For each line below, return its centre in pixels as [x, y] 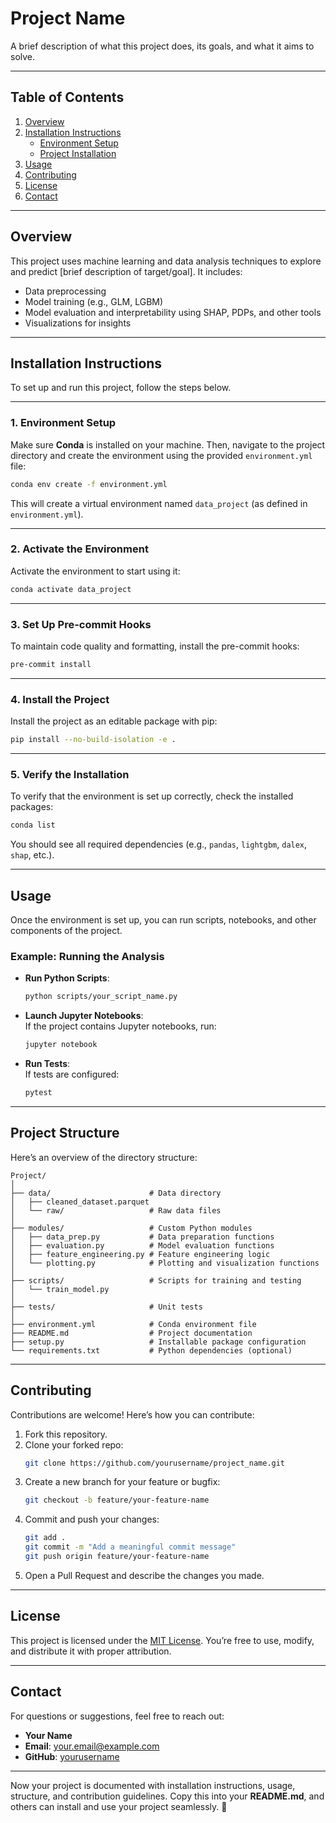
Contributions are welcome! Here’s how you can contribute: [132, 1414]
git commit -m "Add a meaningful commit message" [130, 1547]
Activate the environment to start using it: [95, 571]
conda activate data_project [71, 589]
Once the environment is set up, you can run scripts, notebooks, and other [163, 920]
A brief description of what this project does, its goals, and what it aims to [162, 46]
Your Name [48, 1735]
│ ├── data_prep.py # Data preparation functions [142, 1237]
